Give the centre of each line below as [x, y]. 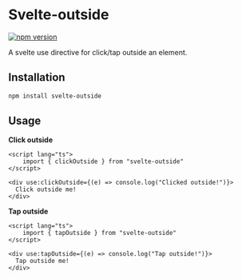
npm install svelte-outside [55, 96]
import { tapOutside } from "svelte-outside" [100, 233]
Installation [37, 78]
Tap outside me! [42, 261]
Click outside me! [46, 189]
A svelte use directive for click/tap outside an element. [98, 52]
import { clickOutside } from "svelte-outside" [103, 161]
